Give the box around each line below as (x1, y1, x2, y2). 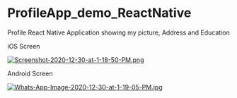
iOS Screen (7, 42, 40, 50)
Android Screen (7, 69, 53, 78)
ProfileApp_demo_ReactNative (7, 5, 192, 21)
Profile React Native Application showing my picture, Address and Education (7, 28, 230, 37)
